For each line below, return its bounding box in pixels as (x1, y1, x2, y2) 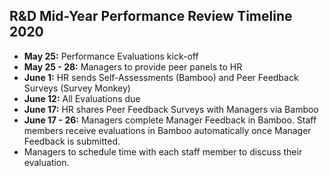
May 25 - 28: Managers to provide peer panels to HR (23, 60, 243, 73)
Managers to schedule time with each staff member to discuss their (23, 145, 303, 158)
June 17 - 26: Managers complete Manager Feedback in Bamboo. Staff (23, 114, 317, 126)
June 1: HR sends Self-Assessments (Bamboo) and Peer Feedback (23, 71, 299, 83)
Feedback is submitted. (23, 135, 121, 147)
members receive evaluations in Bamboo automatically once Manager (23, 124, 312, 136)
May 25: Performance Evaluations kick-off (23, 50, 199, 62)
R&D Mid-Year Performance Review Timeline (9, 8, 293, 25)
